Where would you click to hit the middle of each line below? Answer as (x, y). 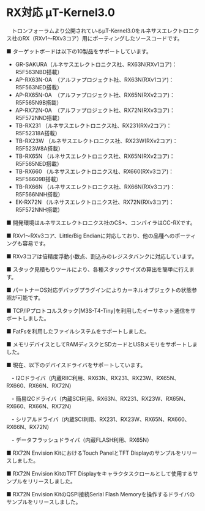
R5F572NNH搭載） (39, 209)
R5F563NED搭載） (39, 87)
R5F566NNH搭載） (39, 194)
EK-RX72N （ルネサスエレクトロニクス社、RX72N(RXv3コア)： (95, 202)
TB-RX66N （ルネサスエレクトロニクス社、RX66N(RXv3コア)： (95, 187)
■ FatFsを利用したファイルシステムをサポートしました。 (78, 331)
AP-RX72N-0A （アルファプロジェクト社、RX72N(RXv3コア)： (95, 110)
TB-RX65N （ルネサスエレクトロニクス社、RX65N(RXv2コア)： (95, 156)
